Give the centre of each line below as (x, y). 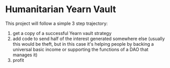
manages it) (25, 55)
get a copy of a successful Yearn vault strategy (62, 33)
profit (18, 60)
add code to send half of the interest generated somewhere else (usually (89, 39)
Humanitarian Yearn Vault (61, 9)
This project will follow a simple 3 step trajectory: (57, 23)
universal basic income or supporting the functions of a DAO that (80, 49)
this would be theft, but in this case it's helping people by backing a (83, 44)
